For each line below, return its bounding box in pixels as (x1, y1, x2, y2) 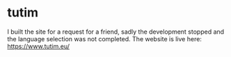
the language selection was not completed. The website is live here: (7, 34, 202, 43)
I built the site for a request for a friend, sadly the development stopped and (7, 27, 225, 36)
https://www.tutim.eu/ (7, 42, 70, 50)
